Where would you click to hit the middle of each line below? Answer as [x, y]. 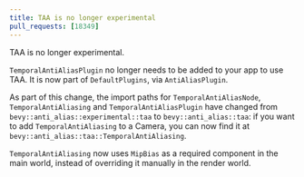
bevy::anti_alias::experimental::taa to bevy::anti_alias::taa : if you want [152, 116]
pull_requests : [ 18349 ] [54, 26]
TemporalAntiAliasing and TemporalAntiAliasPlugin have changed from [144, 106]
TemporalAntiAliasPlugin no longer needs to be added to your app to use [147, 70]
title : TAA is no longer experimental [83, 18]
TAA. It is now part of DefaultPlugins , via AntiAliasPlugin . [119, 79]
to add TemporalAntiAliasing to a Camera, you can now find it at [129, 126]
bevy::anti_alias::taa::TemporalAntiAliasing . [98, 135]
